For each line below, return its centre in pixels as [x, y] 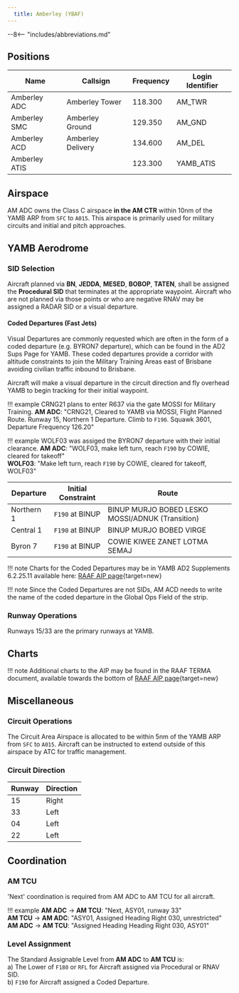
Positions [28, 57]
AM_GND [192, 123]
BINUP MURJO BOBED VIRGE [157, 530]
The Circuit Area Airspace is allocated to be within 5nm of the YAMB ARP [114, 736]
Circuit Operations [40, 721]
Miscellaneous [41, 700]
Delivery [80, 148]
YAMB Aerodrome [48, 248]
